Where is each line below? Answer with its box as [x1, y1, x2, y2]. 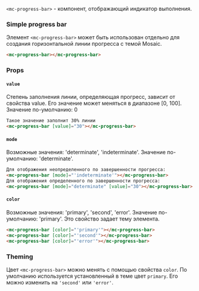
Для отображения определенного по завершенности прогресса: [6, 178, 161, 184]
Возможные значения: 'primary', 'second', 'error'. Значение [6, 208, 157, 216]
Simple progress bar [6, 20, 68, 28]
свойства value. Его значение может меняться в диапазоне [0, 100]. [6, 99, 182, 107]
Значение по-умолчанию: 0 [6, 106, 78, 113]
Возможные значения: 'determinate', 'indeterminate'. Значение [6, 149, 166, 156]
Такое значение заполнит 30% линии [6, 117, 96, 124]
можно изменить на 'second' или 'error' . [6, 278, 113, 286]
